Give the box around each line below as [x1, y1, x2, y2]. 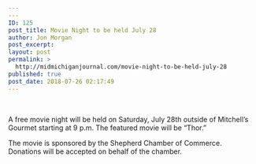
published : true [8, 70, 61, 78]
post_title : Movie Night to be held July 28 [8, 26, 157, 34]
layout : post [8, 48, 51, 56]
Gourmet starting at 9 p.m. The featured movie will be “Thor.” [8, 123, 207, 132]
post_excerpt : [8, 41, 55, 49]
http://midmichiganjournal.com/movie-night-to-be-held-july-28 [15, 63, 227, 71]
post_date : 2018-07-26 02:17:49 [8, 77, 114, 85]
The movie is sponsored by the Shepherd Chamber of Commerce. [8, 138, 222, 147]
